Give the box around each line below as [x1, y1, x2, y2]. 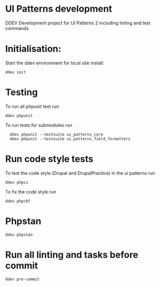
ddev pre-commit [5, 276, 40, 282]
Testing [5, 87, 38, 98]
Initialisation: [5, 43, 61, 55]
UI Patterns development [5, 3, 113, 15]
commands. [5, 25, 30, 31]
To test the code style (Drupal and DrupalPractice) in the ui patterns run [5, 170, 155, 176]
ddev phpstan [5, 232, 33, 237]
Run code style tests [5, 153, 93, 165]
